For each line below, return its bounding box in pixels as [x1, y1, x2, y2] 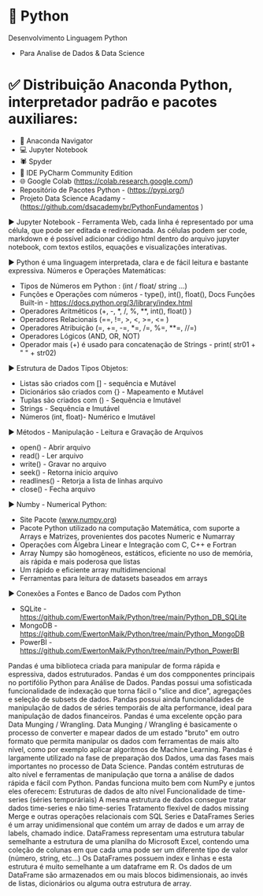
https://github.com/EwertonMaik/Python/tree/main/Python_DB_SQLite [19, 612, 246, 621]
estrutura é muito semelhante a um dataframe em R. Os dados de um [8, 861, 232, 871]
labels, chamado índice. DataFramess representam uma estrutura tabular [8, 828, 245, 838]
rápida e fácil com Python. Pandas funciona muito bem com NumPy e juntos [8, 778, 255, 787]
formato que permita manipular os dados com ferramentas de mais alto [8, 736, 239, 746]
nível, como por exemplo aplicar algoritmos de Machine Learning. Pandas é [8, 744, 254, 754]
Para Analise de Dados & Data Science [19, 48, 145, 57]
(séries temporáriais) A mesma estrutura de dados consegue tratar [29, 794, 246, 804]
